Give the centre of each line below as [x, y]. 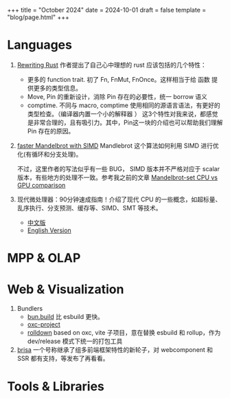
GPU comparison [41, 185]
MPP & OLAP [44, 258]
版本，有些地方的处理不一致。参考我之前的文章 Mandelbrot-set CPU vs [117, 177]
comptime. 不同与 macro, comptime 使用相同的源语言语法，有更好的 [124, 105]
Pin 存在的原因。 [51, 131]
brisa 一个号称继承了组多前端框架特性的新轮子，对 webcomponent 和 [115, 350]
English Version [49, 230]
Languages [39, 45]
